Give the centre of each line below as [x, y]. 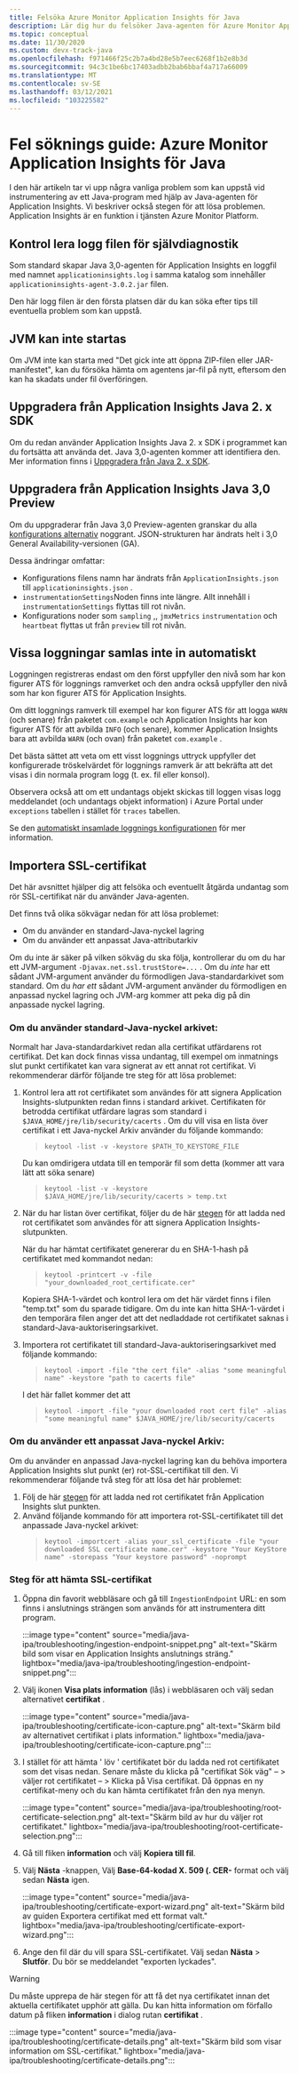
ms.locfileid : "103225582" [59, 100]
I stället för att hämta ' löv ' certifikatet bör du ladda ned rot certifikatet [150, 1762]
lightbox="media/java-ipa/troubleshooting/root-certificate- [176, 1827]
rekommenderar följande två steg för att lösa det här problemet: [125, 1479]
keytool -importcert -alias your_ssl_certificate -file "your [161, 1541]
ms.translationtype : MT [53, 76]
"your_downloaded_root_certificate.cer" [120, 1283]
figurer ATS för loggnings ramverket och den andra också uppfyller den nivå [149, 684]
